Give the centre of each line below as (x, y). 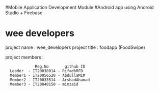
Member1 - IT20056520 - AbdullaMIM (48, 75)
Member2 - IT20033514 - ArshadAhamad (50, 80)
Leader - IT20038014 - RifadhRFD (46, 71)
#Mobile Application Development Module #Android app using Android (79, 7)
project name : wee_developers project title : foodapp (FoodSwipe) (75, 47)
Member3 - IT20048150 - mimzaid (44, 84)
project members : (25, 57)
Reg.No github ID (60, 66)
